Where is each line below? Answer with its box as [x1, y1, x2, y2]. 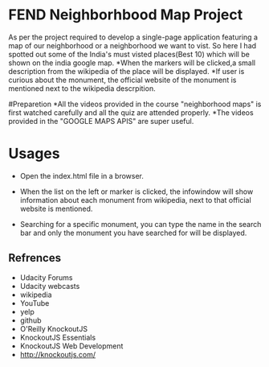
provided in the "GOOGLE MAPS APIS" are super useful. [8, 116, 194, 126]
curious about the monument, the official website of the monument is [8, 75, 237, 85]
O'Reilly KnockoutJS [19, 324, 88, 333]
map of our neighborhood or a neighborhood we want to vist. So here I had [8, 40, 257, 50]
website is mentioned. [19, 204, 93, 213]
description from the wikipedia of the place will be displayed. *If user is [8, 66, 245, 76]
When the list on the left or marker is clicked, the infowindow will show [19, 187, 254, 196]
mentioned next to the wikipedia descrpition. [8, 83, 156, 93]
